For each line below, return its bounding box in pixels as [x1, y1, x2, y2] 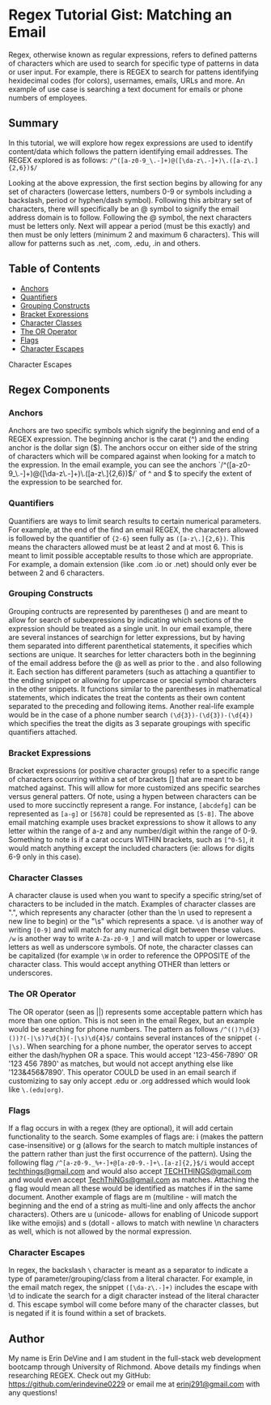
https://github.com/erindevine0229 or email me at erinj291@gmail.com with [8, 1379, 260, 1389]
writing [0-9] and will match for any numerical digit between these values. [8, 925, 256, 935]
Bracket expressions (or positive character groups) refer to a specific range [8, 766, 260, 776]
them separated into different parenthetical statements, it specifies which [8, 641, 252, 651]
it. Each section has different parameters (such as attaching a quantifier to [8, 667, 256, 677]
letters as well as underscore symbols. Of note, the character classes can [8, 943, 253, 952]
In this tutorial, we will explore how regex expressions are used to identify [8, 138, 253, 148]
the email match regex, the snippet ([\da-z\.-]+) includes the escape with [8, 1283, 259, 1292]
